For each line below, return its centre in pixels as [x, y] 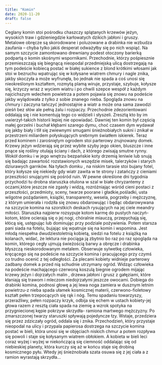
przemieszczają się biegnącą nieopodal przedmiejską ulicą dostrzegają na [79, 63]
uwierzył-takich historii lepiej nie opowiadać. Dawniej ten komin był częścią [80, 120]
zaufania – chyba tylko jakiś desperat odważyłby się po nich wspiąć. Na [76, 48]
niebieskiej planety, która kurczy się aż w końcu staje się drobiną [70, 347]
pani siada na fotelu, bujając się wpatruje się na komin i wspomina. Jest [76, 228]
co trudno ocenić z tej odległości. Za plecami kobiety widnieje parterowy [77, 259]
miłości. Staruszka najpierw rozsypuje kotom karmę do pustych [68, 213]
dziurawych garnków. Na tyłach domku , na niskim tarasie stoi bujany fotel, [79, 166]
